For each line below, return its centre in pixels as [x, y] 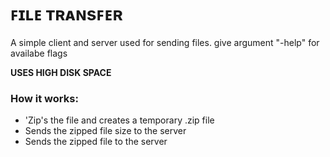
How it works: [44, 98]
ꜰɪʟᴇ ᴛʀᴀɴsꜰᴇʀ [66, 14]
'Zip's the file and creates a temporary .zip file [119, 120]
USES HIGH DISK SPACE [61, 72]
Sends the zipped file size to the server [105, 131]
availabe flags [39, 53]
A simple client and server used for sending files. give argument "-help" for [165, 42]
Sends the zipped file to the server [96, 142]
